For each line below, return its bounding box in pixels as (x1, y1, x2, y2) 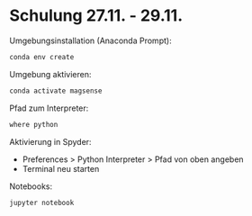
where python (9, 120, 58, 129)
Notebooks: (9, 181, 53, 192)
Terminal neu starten (22, 163, 100, 174)
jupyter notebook (9, 198, 75, 207)
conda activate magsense (9, 86, 103, 95)
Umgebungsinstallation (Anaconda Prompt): (9, 35, 173, 46)
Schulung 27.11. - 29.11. (9, 5, 183, 26)
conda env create (9, 52, 75, 61)
